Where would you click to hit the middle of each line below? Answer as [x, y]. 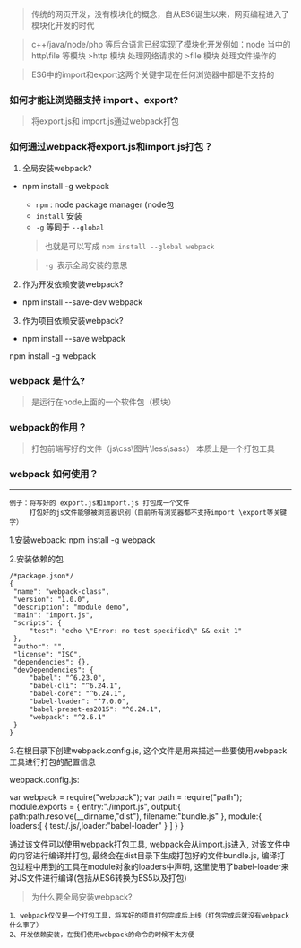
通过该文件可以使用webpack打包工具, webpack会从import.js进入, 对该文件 [146, 844]
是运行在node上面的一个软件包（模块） [103, 402]
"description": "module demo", [71, 608]
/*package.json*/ [42, 576]
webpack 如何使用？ [54, 474]
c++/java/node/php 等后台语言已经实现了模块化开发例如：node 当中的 [161, 44]
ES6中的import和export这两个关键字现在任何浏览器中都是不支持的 [153, 74]
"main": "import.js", [53, 615]
